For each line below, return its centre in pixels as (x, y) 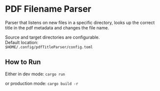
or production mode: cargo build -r (42, 83)
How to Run (23, 62)
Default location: (22, 42)
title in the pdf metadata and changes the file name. (57, 27)
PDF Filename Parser (48, 9)
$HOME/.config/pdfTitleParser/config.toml (49, 47)
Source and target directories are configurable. (52, 37)
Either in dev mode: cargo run (35, 74)
